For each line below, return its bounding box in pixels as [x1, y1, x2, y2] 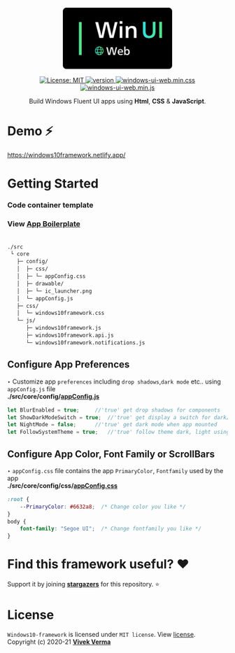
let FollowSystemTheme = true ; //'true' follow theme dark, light [7, 428, 211, 436]
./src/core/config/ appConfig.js [7, 392, 100, 400]
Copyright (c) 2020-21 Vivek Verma [7, 638, 111, 646]
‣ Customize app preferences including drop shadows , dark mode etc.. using [7, 377, 222, 386]
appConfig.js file [7, 384, 56, 393]
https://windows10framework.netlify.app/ [7, 151, 126, 160]
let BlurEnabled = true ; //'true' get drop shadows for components [7, 407, 220, 414]
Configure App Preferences [7, 358, 130, 371]
